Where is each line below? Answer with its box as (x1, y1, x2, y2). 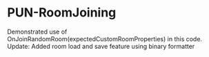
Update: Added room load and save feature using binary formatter (7, 42, 195, 50)
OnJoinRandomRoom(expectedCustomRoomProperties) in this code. (7, 34, 202, 43)
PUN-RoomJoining (7, 5, 117, 21)
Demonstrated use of (7, 27, 68, 36)
